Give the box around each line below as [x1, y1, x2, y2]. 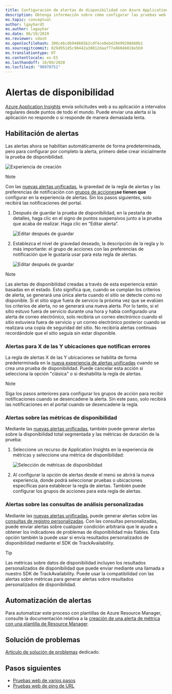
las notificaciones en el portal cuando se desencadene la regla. [5, 401, 139, 407]
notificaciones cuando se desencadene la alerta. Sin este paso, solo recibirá [5, 396, 166, 402]
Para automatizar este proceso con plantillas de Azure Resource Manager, [5, 610, 162, 616]
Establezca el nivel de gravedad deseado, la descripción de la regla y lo [12, 240, 164, 246]
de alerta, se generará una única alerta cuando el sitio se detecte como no [5, 292, 162, 298]
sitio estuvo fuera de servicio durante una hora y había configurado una [5, 308, 157, 314]
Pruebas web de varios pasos [12, 678, 76, 684]
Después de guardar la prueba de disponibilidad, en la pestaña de [12, 209, 152, 215]
